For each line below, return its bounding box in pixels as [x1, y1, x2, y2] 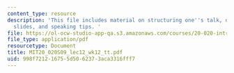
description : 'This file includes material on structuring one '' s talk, [7, 17, 223, 24]
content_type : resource [7, 10, 77, 17]
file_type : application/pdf [7, 36, 89, 43]
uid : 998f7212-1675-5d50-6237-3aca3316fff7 [7, 56, 136, 63]
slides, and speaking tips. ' [13, 23, 101, 30]
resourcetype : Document [7, 42, 77, 49]
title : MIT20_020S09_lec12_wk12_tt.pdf [7, 49, 123, 56]
